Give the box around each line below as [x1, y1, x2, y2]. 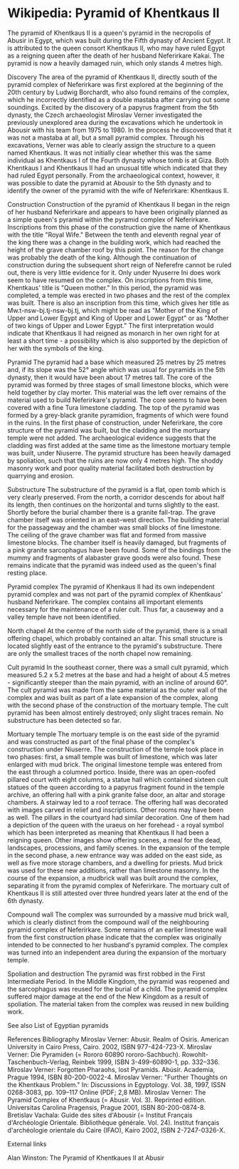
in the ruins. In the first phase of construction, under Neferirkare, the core [7, 418, 223, 427]
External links [7, 1139, 48, 1148]
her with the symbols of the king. [7, 344, 104, 352]
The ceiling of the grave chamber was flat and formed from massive [7, 530, 207, 539]
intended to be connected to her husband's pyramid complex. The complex [7, 940, 228, 949]
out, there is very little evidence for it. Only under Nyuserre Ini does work [7, 268, 221, 277]
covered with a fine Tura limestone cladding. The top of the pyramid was [7, 403, 221, 411]
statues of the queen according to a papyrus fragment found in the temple [7, 783, 225, 791]
